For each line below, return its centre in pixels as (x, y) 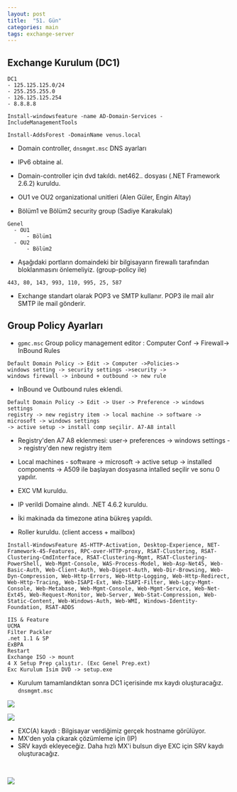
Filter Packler (30, 632)
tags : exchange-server (41, 34)
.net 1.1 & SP (28, 638)
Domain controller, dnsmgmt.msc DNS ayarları (82, 148)
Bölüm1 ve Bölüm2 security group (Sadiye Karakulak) (95, 211)
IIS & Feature (28, 620)
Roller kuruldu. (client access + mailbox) (76, 532)
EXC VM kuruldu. (43, 490)
